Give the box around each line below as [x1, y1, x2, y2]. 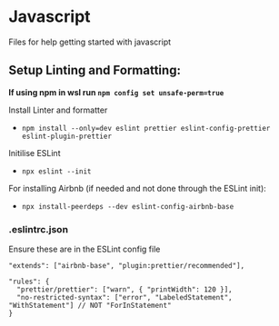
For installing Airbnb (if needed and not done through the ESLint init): [8, 183, 267, 193]
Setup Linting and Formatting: [8, 63, 181, 78]
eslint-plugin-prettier [21, 132, 113, 141]
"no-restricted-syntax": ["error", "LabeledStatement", [16, 293, 233, 302]
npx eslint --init [21, 166, 92, 176]
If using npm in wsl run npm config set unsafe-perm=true [8, 86, 224, 97]
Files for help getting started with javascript [8, 36, 172, 47]
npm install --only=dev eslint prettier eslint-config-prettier [21, 123, 271, 133]
